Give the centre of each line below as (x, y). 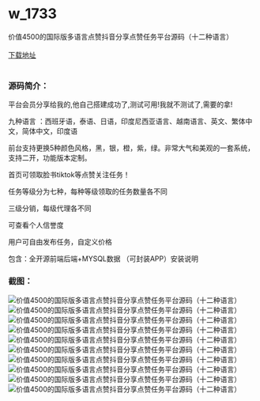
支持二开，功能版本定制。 (50, 158)
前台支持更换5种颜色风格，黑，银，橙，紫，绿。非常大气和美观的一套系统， (132, 148)
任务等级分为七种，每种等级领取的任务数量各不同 (88, 191)
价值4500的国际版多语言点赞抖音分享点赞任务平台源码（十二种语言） (121, 36)
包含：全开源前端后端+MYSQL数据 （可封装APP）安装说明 (104, 259)
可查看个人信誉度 (36, 225)
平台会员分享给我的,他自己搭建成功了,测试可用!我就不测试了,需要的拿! (121, 104)
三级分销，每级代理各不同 (50, 208)
